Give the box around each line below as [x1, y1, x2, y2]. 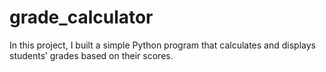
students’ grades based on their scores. [9, 49, 174, 61]
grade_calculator [9, 6, 154, 29]
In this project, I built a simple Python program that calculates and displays [9, 39, 316, 51]
